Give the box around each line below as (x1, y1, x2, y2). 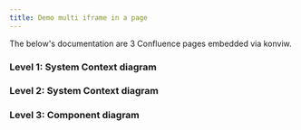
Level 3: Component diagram (9, 109, 140, 122)
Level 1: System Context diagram (9, 60, 157, 73)
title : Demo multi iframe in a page (9, 13, 148, 23)
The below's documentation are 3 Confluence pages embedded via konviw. (9, 38, 292, 49)
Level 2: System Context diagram (9, 85, 159, 97)
